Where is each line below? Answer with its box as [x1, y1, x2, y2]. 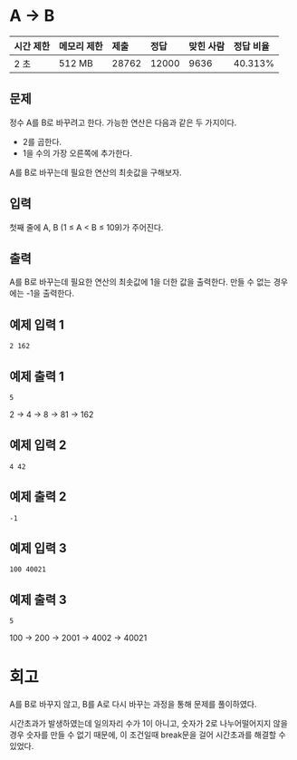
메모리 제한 [58, 40, 104, 53]
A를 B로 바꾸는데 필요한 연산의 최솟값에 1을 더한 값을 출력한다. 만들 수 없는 [9, 277, 272, 287]
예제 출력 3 [9, 591, 67, 608]
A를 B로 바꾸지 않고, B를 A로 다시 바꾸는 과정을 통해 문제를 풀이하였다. [9, 699, 257, 710]
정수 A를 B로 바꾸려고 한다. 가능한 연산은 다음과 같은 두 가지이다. [9, 117, 237, 128]
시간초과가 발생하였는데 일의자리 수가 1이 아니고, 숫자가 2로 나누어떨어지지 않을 [9, 718, 288, 729]
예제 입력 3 [9, 541, 67, 556]
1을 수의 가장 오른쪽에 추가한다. [22, 147, 133, 159]
